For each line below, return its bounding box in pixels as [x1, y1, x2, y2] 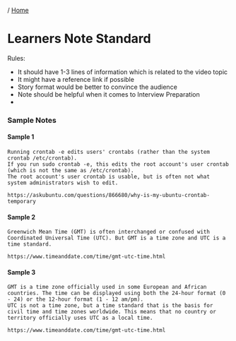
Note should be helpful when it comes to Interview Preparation [17, 90, 200, 98]
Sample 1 [7, 133, 35, 141]
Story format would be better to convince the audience [17, 83, 178, 91]
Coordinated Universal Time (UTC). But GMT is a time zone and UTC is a [7, 234, 226, 242]
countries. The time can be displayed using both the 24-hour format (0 [7, 289, 226, 297]
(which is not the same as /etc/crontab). [7, 167, 134, 174]
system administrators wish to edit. [7, 179, 119, 186]
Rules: [7, 54, 26, 62]
